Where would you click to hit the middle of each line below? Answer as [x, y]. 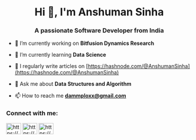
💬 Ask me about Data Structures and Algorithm [73, 84]
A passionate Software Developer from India [99, 31]
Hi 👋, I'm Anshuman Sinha [99, 12]
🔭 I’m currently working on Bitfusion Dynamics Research [84, 43]
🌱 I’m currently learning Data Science [60, 55]
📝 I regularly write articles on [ [51, 66]
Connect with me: [32, 113]
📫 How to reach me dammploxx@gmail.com [70, 96]
